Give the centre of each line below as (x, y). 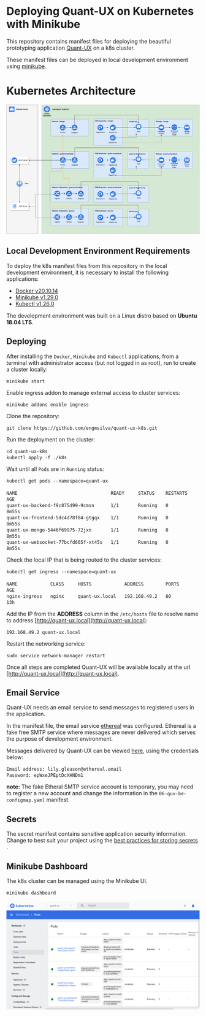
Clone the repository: (33, 416)
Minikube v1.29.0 (37, 297)
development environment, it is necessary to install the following (88, 272)
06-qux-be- (173, 794)
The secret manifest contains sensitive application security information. (97, 834)
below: (15, 757)
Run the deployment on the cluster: (51, 439)
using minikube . (26, 66)
